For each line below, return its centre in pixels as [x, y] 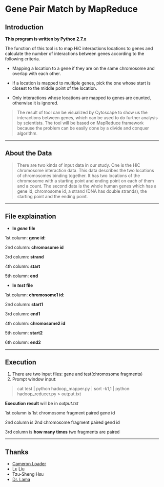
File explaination [31, 217]
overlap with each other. [36, 74]
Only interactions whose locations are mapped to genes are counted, [82, 98]
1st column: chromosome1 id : [35, 295]
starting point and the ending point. [52, 196]
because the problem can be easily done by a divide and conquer [83, 128]
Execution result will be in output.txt [42, 404]
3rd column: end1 [23, 314]
